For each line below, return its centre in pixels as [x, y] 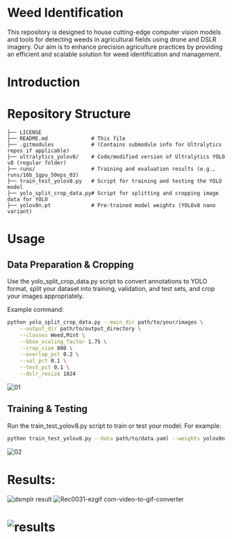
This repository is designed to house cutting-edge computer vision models [114, 32]
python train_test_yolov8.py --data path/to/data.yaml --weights [103, 438]
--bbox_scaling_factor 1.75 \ [64, 342]
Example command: [35, 310]
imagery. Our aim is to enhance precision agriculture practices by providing [115, 47]
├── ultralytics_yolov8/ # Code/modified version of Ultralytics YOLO [116, 157]
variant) [20, 212]
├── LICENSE [24, 133]
